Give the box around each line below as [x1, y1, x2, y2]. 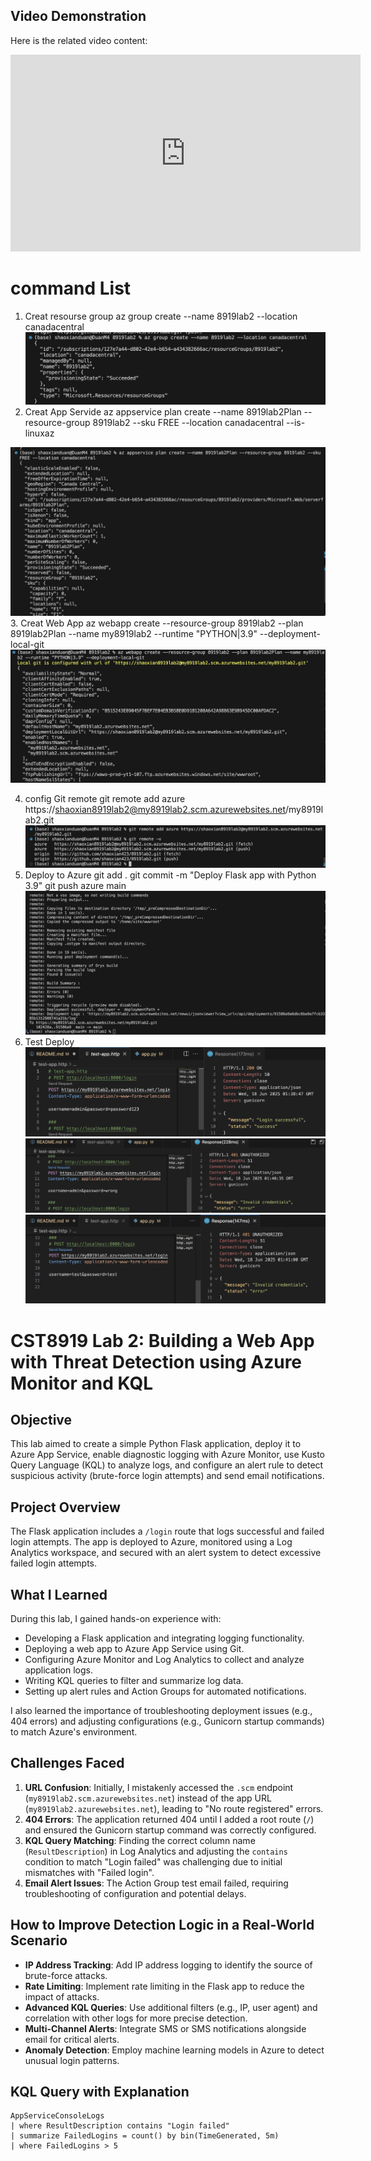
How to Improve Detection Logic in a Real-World [10, 1917, 315, 1934]
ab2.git [24, 814, 55, 826]
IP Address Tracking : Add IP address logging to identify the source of [24, 1959, 313, 1971]
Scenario [10, 1932, 68, 1949]
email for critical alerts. [24, 2033, 120, 2045]
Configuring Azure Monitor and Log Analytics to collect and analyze [24, 1653, 305, 1665]
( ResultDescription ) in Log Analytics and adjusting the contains [24, 1845, 288, 1857]
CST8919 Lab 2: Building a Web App [10, 1329, 315, 1352]
